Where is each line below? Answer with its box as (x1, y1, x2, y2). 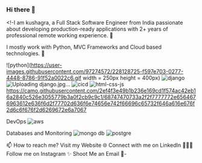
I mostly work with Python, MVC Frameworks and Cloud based (6, 43, 162, 51)
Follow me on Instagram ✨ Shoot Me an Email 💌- (6, 150, 127, 158)
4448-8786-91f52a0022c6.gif (6, 75, 81, 82)
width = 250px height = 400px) (82, 75, 161, 82)
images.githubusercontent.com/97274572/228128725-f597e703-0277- (6, 68, 184, 75)
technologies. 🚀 (6, 50, 45, 57)
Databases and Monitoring (6, 129, 72, 137)
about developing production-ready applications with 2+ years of (6, 25, 169, 32)
